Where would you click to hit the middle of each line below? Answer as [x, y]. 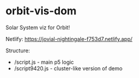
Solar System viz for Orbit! [38, 27]
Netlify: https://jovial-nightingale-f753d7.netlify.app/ [69, 39]
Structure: [18, 50]
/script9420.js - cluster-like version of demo [68, 68]
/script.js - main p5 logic [44, 62]
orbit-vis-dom [41, 11]
